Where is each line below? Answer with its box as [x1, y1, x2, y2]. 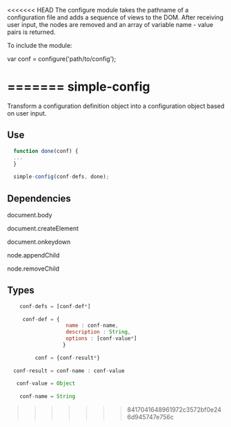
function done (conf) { [13, 147, 79, 154]
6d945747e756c [127, 412, 174, 421]
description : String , [66, 329, 131, 336]
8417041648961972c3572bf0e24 [127, 405, 222, 414]
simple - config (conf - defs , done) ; [13, 173, 110, 181]
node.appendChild [7, 251, 60, 259]
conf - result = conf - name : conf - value [13, 367, 125, 374]
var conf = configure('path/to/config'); [7, 55, 117, 63]
